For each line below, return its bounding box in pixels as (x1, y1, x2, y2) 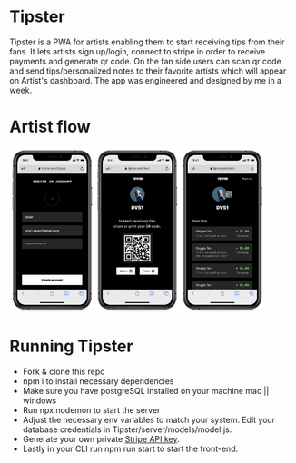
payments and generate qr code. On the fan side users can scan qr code (9, 55, 281, 66)
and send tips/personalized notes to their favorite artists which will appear (9, 65, 287, 76)
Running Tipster (9, 336, 133, 357)
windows (22, 395, 57, 406)
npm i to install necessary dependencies (22, 375, 174, 387)
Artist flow (9, 116, 91, 137)
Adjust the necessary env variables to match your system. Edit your (22, 414, 275, 425)
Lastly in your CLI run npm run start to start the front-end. (22, 443, 239, 454)
